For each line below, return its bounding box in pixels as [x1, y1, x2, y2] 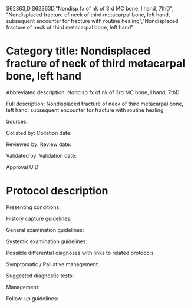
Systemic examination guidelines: [6, 238, 87, 245]
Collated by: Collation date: [6, 129, 72, 136]
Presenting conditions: [6, 203, 61, 211]
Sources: [6, 118, 28, 125]
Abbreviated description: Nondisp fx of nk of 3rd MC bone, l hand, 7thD [6, 88, 180, 96]
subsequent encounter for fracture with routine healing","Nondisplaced [6, 18, 179, 24]
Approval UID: [6, 163, 40, 170]
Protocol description [6, 184, 108, 198]
